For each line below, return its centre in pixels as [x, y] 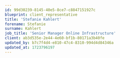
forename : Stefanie [25, 24]
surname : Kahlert [23, 29]
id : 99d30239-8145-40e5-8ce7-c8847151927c [50, 10]
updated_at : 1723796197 [30, 47]
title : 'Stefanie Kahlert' [33, 19]
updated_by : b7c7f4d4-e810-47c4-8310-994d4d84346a [59, 43]
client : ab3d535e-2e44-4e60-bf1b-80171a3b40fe [55, 38]
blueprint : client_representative [41, 15]
